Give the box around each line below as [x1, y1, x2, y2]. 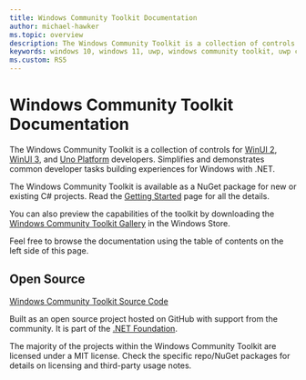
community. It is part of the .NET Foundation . [9, 323, 178, 334]
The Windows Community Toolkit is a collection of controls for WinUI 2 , [9, 144, 278, 155]
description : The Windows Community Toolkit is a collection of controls [9, 38, 296, 48]
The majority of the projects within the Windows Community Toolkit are [9, 340, 277, 351]
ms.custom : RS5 [9, 55, 67, 65]
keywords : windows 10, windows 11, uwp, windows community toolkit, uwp [9, 47, 291, 56]
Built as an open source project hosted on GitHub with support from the [9, 313, 278, 324]
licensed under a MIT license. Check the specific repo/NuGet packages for [9, 350, 291, 361]
